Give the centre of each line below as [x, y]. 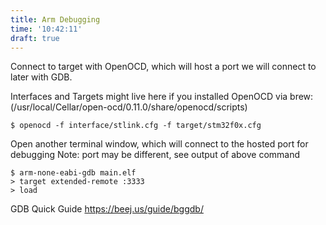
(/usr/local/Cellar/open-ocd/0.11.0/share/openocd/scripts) [129, 107]
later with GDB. [41, 77]
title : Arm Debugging [55, 19]
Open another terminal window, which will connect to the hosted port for [159, 144]
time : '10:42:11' [46, 29]
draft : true [35, 38]
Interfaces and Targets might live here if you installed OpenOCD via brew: [162, 97]
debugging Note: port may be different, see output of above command [155, 155]
